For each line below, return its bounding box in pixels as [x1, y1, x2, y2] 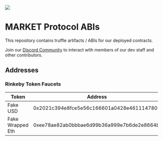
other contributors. [5, 52, 43, 58]
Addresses [5, 66, 39, 74]
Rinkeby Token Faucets [5, 81, 61, 88]
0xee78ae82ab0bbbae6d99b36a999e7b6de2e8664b [33, 122, 160, 128]
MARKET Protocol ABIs [5, 21, 100, 33]
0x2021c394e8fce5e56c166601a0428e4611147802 [33, 105, 161, 111]
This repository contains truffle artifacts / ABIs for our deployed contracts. [5, 37, 153, 43]
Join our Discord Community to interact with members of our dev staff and [5, 47, 154, 53]
